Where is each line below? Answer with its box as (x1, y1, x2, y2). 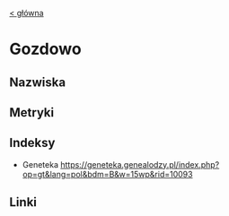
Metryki (9, 105, 55, 120)
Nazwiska (9, 74, 66, 90)
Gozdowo (9, 39, 83, 59)
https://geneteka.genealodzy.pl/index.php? (59, 159, 220, 169)
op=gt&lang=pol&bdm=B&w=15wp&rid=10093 (22, 168, 193, 179)
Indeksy (9, 135, 56, 151)
